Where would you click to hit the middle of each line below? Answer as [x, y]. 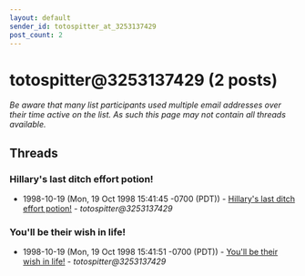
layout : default [40, 18]
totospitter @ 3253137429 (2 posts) [143, 80]
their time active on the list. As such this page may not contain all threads [148, 115]
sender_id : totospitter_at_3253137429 [83, 26]
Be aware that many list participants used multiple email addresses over [146, 105]
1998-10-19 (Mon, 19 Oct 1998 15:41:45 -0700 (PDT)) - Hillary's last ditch [159, 199]
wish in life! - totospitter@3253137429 [94, 261]
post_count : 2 [36, 35]
